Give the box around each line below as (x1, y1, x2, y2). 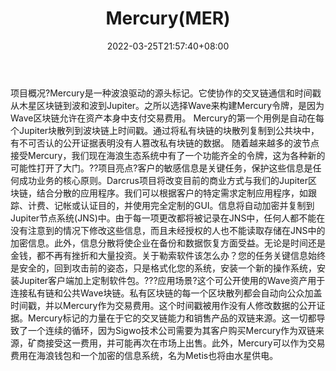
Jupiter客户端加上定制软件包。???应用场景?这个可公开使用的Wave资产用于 (18, 274, 326, 286)
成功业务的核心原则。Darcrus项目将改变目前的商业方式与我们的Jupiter (18, 174, 309, 186)
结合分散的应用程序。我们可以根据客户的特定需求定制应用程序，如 (36, 187, 308, 199)
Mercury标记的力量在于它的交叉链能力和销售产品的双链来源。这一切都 (27, 312, 317, 324)
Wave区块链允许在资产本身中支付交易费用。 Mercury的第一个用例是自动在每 (10, 112, 325, 124)
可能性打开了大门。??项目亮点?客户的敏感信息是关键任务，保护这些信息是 (10, 162, 313, 174)
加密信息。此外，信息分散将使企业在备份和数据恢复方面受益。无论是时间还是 (10, 237, 326, 249)
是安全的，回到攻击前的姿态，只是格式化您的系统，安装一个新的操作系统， (10, 262, 317, 274)
